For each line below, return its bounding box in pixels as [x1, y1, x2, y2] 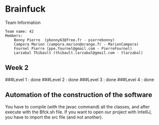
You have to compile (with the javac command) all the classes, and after [5, 104, 150, 109]
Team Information [5, 20, 41, 25]
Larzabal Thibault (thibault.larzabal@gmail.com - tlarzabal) [14, 50, 143, 55]
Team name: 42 [5, 29, 34, 34]
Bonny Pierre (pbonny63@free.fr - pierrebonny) [14, 38, 115, 42]
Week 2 [5, 63, 29, 72]
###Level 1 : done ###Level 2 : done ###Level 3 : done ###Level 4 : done [5, 77, 154, 83]
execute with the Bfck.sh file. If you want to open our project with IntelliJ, [5, 109, 152, 115]
